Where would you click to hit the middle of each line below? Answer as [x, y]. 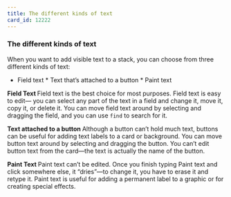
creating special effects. [41, 186]
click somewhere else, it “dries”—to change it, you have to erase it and [108, 171]
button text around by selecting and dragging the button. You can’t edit [108, 143]
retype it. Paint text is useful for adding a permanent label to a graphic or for [115, 179]
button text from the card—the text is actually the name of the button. [106, 151]
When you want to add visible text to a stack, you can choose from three [111, 59]
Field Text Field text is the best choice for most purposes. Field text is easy [114, 93]
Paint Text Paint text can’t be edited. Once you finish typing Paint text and [112, 164]
